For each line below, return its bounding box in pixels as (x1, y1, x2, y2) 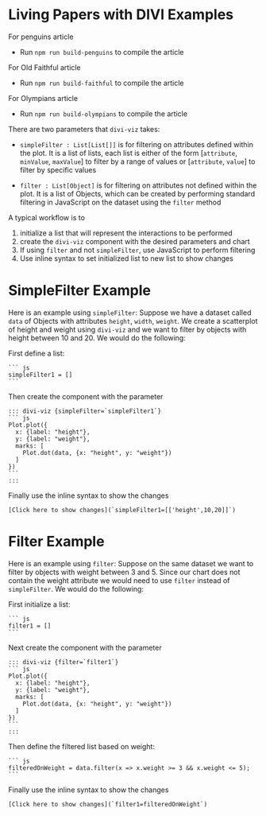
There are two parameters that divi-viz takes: (8, 124, 160, 134)
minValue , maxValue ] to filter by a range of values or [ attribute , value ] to (19, 157, 256, 166)
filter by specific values (19, 165, 97, 174)
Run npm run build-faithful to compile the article (19, 78, 184, 87)
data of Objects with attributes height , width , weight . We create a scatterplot (8, 316, 258, 325)
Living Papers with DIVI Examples (8, 6, 234, 24)
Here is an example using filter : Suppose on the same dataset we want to (8, 558, 254, 568)
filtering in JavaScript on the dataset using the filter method (19, 197, 222, 207)
